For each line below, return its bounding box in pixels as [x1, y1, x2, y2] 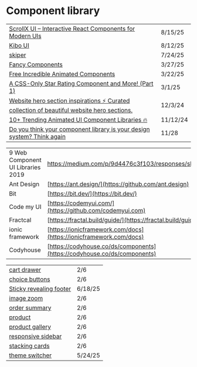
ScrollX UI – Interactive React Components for [9, 25, 135, 33]
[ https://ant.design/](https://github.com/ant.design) [47, 180, 189, 188]
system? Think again [9, 132, 66, 140]
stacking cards [9, 341, 50, 349]
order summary [9, 303, 52, 311]
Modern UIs [9, 32, 42, 40]
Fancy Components [9, 60, 63, 68]
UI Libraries [9, 163, 41, 171]
